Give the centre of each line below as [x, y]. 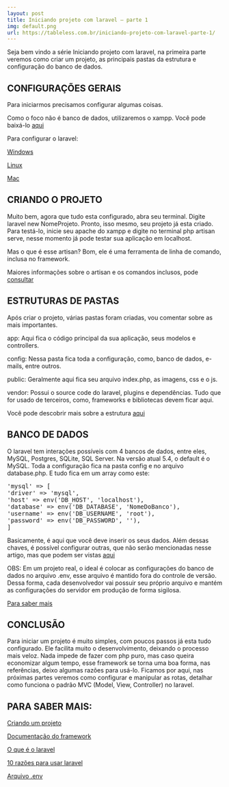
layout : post [26, 13]
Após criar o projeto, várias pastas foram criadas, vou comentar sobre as [110, 317]
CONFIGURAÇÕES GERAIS [64, 88]
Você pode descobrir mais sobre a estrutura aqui [76, 413]
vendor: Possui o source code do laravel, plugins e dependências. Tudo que [114, 392]
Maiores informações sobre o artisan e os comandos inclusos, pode [103, 272]
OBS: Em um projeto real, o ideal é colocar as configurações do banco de [110, 568]
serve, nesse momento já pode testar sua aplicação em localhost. [99, 238]
